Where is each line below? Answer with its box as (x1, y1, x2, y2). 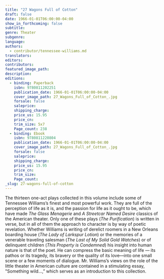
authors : (5, 44, 23, 49)
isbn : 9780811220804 (14, 136, 56, 140)
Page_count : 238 (14, 126, 48, 131)
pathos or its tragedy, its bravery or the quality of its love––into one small (5, 252, 152, 258)
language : (5, 39, 26, 44)
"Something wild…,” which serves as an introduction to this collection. (5, 268, 146, 274)
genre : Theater (5, 30, 36, 35)
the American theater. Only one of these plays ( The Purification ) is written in (5, 215, 160, 222)
